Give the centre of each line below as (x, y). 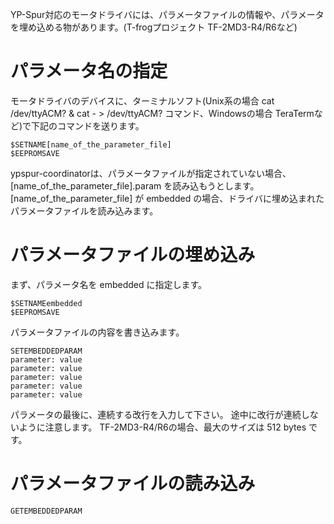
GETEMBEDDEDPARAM (46, 511)
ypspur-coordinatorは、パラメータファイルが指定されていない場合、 (151, 173)
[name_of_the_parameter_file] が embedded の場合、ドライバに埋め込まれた (167, 198)
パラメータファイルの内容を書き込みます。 (97, 332)
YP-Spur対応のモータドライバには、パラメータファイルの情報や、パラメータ (167, 14)
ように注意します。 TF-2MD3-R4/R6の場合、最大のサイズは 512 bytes (162, 427)
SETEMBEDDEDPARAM (46, 351)
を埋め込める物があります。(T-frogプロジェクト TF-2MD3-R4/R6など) (154, 27)
